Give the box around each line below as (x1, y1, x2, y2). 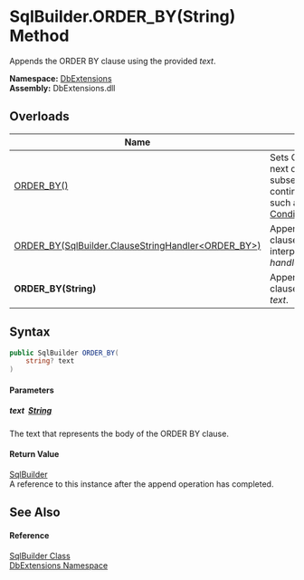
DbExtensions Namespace (9, 559, 109, 571)
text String (9, 405, 52, 416)
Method (9, 25, 70, 46)
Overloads (9, 109, 70, 124)
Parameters (9, 385, 54, 395)
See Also (9, 505, 61, 520)
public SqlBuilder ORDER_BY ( (9, 348, 119, 357)
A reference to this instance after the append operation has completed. (9, 478, 274, 490)
